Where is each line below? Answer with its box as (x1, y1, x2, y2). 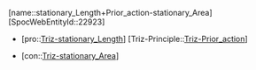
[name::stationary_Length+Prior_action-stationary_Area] (8, 8, 213, 17)
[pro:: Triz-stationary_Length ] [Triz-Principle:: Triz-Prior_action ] (20, 34, 249, 44)
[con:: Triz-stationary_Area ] (20, 51, 120, 60)
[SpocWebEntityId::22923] (8, 17, 105, 27)
